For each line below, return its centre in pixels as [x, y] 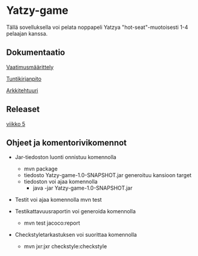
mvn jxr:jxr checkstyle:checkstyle [65, 246]
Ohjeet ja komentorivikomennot [67, 142]
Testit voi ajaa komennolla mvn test [58, 200]
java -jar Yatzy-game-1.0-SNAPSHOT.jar [83, 188]
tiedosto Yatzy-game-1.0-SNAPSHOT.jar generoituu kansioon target [108, 175]
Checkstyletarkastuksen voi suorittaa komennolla [76, 235]
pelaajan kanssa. [27, 33]
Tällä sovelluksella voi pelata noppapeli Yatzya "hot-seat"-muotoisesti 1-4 [97, 27]
